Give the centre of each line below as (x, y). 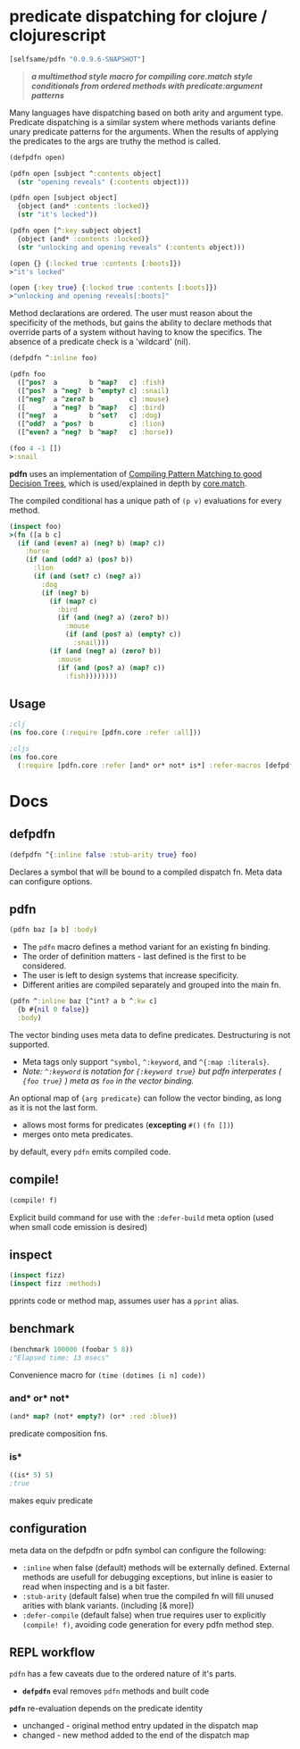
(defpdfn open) (37, 157)
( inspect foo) (36, 526)
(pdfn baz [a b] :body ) (54, 930)
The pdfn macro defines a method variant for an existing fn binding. (146, 947)
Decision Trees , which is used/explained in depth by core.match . (128, 483)
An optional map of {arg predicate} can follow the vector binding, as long (146, 1098)
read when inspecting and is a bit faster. (96, 1586)
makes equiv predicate (51, 1500)
